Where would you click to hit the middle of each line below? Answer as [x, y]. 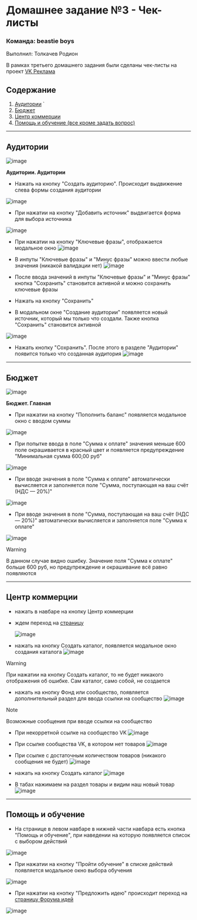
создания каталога [38, 652]
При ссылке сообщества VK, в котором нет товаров [80, 744]
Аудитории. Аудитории [36, 172]
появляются [21, 573]
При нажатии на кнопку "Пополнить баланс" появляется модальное [100, 414]
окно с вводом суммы [43, 421]
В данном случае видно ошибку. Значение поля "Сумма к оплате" [89, 560]
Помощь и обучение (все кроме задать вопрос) [75, 123]
